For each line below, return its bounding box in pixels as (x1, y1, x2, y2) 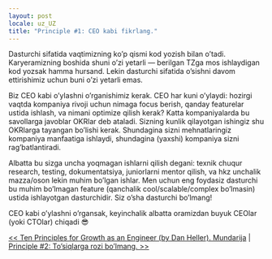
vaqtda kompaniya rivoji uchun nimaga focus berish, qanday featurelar (8, 99, 244, 110)
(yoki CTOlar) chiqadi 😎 (8, 217, 89, 227)
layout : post (8, 11, 53, 20)
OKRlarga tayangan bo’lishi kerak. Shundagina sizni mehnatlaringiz (8, 125, 231, 135)
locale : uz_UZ (8, 19, 57, 28)
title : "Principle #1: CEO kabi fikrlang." (8, 27, 158, 35)
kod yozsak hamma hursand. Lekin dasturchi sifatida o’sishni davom (8, 67, 235, 76)
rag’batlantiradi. (8, 143, 62, 153)
